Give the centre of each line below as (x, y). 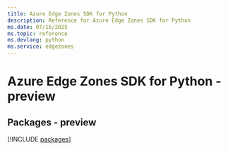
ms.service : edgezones (41, 46)
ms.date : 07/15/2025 (38, 27)
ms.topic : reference (38, 33)
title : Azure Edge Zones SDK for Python (68, 14)
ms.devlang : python (36, 40)
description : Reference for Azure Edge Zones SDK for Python (99, 20)
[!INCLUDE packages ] (39, 139)
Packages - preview (52, 122)
